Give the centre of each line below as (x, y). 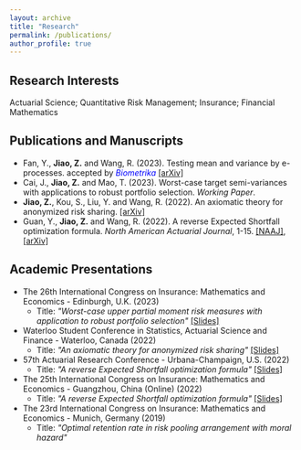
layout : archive (40, 18)
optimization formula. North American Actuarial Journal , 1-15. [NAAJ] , (154, 230)
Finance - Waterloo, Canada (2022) (89, 340)
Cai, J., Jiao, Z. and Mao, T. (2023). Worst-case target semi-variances (155, 182)
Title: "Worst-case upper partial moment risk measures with (149, 311)
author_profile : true (51, 43)
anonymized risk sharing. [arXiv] (84, 211)
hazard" (52, 437)
